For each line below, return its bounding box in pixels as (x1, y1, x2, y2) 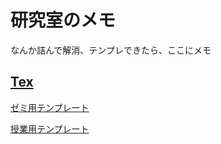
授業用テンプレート (10, 122, 90, 135)
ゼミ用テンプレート (10, 101, 90, 113)
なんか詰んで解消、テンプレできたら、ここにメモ (10, 44, 212, 56)
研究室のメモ (10, 9, 117, 32)
